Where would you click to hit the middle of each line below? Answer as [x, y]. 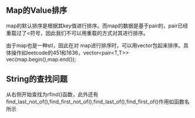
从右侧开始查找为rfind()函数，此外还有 [52, 94]
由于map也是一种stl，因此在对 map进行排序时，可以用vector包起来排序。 [95, 45]
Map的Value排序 [37, 11]
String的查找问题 [37, 79]
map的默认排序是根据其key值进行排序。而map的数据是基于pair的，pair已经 [97, 26]
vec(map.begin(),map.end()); [41, 59]
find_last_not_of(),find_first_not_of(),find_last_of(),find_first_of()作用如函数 [95, 102]
